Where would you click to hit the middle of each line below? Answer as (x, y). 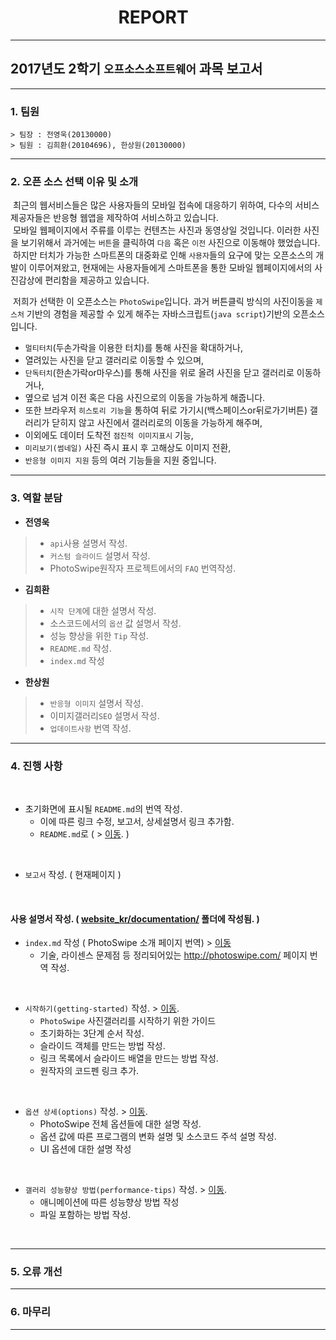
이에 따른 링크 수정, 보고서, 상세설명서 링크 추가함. (137, 821)
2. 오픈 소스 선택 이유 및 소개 (74, 181)
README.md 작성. (80, 648)
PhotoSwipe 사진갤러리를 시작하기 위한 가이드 (128, 1021)
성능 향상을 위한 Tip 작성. (99, 635)
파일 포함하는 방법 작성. (85, 1215)
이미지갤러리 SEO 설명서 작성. (104, 715)
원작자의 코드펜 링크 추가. (89, 1071)
